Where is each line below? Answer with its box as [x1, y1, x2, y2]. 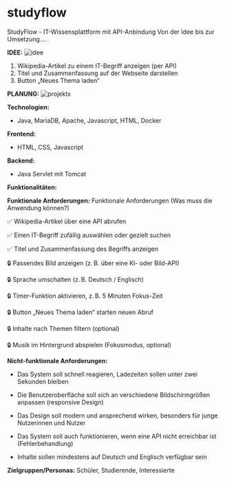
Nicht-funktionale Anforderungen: [7, 356, 108, 365]
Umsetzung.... [7, 34, 47, 43]
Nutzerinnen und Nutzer [17, 418, 86, 427]
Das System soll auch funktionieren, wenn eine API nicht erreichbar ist [17, 432, 217, 440]
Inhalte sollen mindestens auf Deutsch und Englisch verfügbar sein [17, 453, 208, 461]
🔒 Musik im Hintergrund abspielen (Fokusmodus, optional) [7, 340, 172, 349]
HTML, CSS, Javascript [17, 143, 84, 151]
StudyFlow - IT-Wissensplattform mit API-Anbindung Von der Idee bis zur [7, 28, 215, 36]
